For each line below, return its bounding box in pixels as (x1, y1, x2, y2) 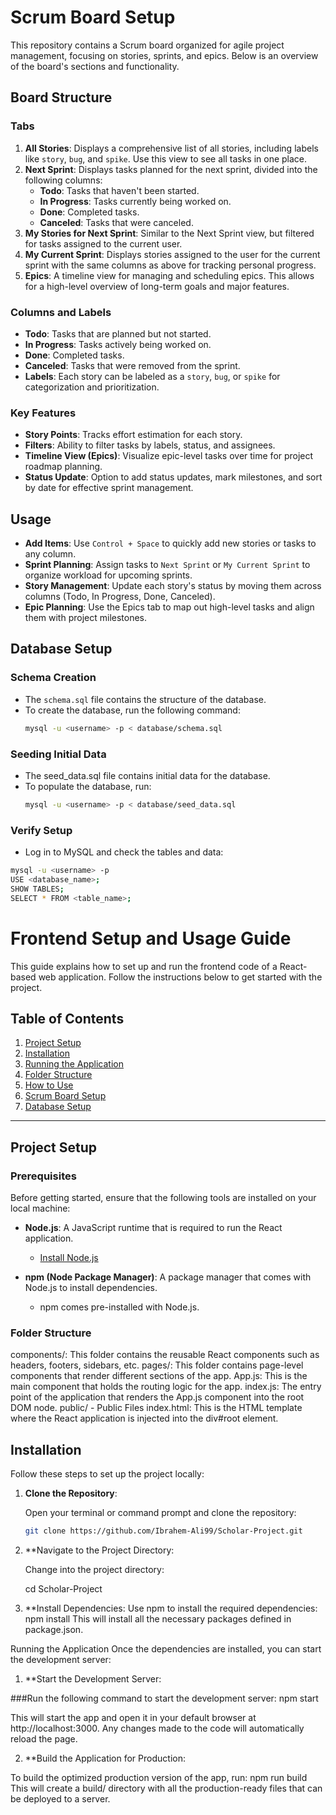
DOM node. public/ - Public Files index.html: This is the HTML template (10, 1402, 303, 1414)
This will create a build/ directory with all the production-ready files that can (10, 1782, 323, 1794)
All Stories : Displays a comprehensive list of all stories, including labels (24, 142, 319, 154)
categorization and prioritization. (24, 381, 160, 393)
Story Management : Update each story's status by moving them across (24, 580, 322, 592)
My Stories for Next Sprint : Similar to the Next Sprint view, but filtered (24, 227, 315, 239)
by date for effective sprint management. (24, 482, 194, 494)
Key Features (10, 406, 77, 420)
